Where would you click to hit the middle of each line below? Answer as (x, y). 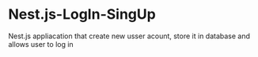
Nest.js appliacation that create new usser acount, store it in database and (129, 36)
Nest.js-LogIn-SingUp (82, 14)
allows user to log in (41, 44)
